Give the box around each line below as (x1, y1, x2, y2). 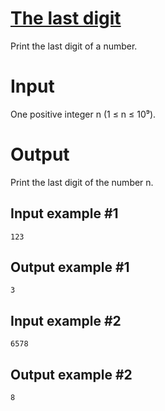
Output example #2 (10, 366, 133, 383)
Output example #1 (10, 259, 130, 276)
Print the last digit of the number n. (10, 176, 154, 188)
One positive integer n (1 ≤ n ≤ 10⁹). (10, 108, 157, 120)
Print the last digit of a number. (10, 40, 138, 52)
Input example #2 (10, 312, 122, 329)
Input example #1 (10, 205, 119, 222)
